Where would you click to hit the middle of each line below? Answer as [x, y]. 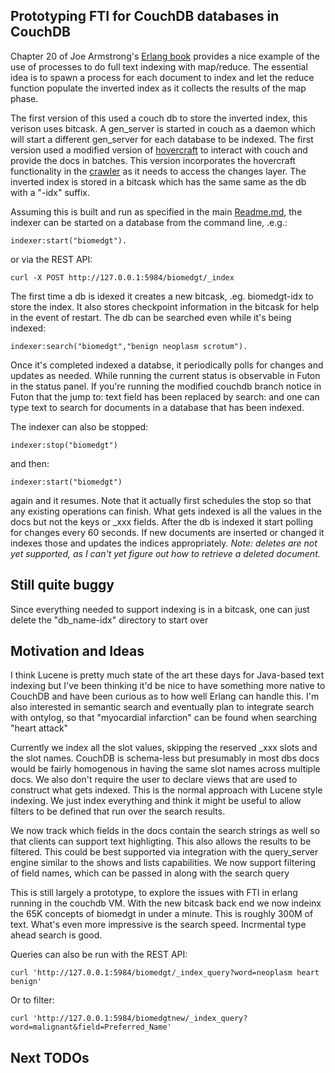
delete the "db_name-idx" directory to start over [109, 620]
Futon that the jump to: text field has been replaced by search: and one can [165, 396]
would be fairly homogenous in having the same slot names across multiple [165, 769]
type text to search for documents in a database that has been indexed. [157, 407]
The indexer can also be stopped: [79, 426]
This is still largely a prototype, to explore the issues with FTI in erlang [154, 893]
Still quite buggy [62, 585]
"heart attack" [39, 728]
